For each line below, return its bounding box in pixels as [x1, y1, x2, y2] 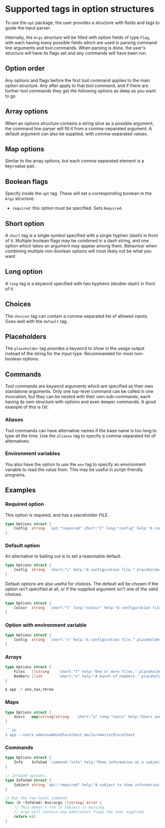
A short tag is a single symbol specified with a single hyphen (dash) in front [5, 232, 158, 238]
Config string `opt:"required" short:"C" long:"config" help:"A [14, 526, 153, 531]
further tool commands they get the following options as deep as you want [5, 87, 156, 94]
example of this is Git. [5, 404, 49, 410]
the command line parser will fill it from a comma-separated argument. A [5, 125, 152, 131]
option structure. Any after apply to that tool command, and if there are [5, 83, 148, 88]
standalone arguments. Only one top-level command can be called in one [5, 388, 154, 394]
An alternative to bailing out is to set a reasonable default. [5, 553, 122, 559]
